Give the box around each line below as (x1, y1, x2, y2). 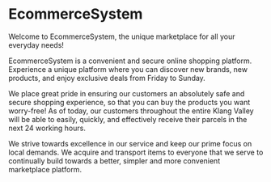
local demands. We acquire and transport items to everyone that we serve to (8, 147, 264, 157)
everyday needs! (8, 40, 65, 49)
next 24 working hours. (8, 123, 87, 133)
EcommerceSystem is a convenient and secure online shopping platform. (8, 56, 252, 66)
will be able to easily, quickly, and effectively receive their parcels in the (8, 114, 248, 124)
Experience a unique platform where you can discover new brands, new (8, 64, 248, 74)
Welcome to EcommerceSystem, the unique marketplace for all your (8, 32, 235, 41)
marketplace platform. (8, 164, 83, 174)
